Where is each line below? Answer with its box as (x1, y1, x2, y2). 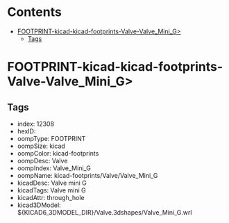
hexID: (17, 126, 36, 135)
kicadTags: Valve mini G (17, 185, 86, 195)
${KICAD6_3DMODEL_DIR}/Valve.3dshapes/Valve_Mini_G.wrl (17, 208, 192, 216)
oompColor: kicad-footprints (17, 149, 99, 157)
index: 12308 (17, 119, 54, 128)
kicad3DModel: (17, 201, 61, 209)
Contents (7, 4, 62, 20)
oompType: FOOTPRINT (17, 134, 86, 142)
